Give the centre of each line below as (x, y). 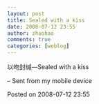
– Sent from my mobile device (49, 81)
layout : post (26, 14)
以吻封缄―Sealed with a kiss (48, 67)
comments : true (29, 40)
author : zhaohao (30, 33)
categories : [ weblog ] (38, 46)
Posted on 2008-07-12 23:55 (48, 94)
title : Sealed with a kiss (46, 20)
